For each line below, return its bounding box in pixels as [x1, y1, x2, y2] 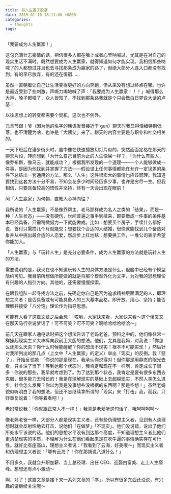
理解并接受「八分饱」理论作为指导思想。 [5, 303, 90, 309]
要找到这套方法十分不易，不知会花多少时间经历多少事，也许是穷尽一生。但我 [5, 178, 166, 184]
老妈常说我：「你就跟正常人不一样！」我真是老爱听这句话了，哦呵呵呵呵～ [5, 406, 159, 412]
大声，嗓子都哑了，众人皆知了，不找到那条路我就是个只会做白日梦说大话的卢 [5, 95, 166, 101]
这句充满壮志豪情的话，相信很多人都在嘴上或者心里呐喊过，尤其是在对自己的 [5, 52, 166, 58]
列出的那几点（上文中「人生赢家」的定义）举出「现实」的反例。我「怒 [18, 350, 166, 357]
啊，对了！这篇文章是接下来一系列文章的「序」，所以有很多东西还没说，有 [5, 477, 159, 483]
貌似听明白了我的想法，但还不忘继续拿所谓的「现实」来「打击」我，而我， [5, 389, 161, 395]
